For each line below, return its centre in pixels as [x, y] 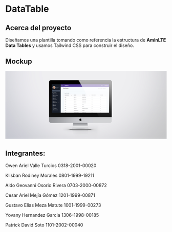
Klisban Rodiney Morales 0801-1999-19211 [50, 176]
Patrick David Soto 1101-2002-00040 [44, 225]
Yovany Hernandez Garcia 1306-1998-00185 [52, 215]
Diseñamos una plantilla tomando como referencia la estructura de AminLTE [86, 40]
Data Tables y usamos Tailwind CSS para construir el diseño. [70, 45]
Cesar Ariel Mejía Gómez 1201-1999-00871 [50, 195]
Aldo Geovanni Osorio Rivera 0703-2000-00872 [56, 185]
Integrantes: [25, 153]
